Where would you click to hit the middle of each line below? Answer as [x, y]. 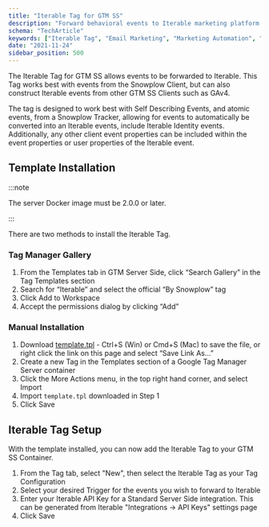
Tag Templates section [57, 281]
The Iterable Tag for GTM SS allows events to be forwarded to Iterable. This [133, 76]
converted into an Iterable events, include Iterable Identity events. [116, 126]
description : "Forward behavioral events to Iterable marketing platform [134, 23]
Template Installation [62, 168]
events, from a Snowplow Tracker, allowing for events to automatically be [129, 117]
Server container [48, 370]
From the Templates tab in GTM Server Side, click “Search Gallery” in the [140, 272]
